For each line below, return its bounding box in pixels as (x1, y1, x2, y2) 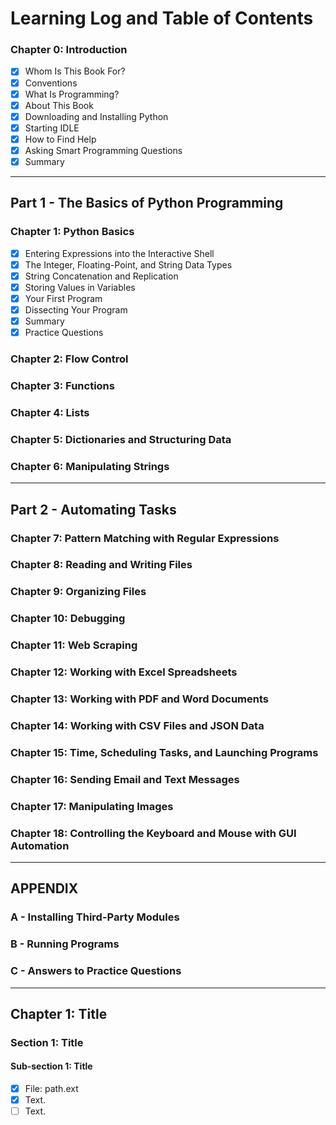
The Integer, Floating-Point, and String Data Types (24, 258, 233, 271)
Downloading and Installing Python (24, 110, 169, 122)
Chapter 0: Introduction (10, 43, 128, 57)
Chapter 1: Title (10, 1005, 108, 1022)
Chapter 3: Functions (10, 379, 115, 393)
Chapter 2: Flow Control (10, 352, 129, 366)
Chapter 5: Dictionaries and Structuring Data (10, 432, 232, 446)
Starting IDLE (24, 122, 80, 134)
